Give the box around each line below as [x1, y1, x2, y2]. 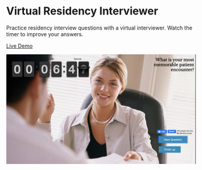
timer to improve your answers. [6, 30, 84, 37]
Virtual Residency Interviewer [6, 4, 158, 18]
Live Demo [6, 42, 33, 49]
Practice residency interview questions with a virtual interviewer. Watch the [6, 24, 192, 31]
